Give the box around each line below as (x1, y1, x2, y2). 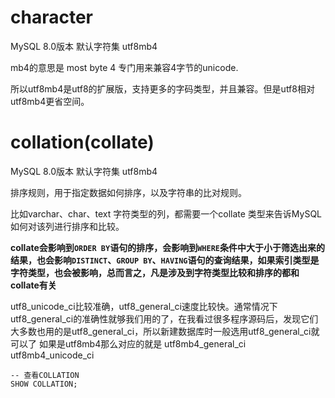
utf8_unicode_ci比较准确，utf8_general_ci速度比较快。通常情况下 (10, 300, 278, 312)
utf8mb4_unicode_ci (10, 349, 95, 361)
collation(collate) (10, 131, 155, 154)
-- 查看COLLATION (10, 370, 80, 380)
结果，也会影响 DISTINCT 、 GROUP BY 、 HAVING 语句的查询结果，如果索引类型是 (10, 254, 320, 266)
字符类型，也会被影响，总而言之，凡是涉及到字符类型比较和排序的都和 (10, 266, 300, 278)
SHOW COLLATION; (10, 379, 78, 389)
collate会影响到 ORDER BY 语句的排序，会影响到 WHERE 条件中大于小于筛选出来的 (10, 241, 325, 253)
